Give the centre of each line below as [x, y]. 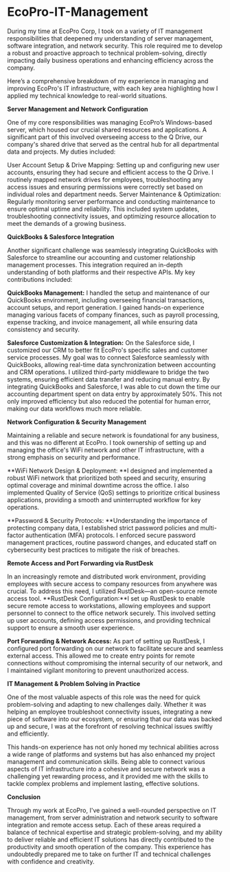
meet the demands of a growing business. [67, 223]
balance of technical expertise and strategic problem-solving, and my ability [115, 832]
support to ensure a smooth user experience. [71, 627]
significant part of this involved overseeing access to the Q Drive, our [105, 137]
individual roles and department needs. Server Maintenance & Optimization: [114, 194]
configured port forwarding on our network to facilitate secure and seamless [115, 648]
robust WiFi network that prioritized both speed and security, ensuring [106, 478]
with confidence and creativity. [51, 861]
